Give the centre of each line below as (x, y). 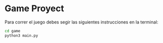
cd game (13, 31)
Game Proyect (34, 9)
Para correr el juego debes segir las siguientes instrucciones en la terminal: (81, 22)
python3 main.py (21, 35)
